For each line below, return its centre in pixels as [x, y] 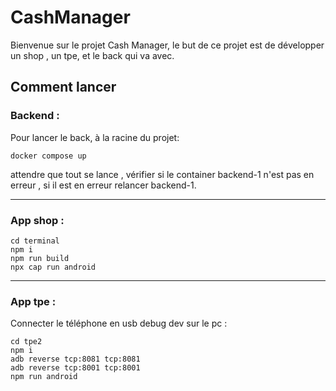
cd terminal [35, 241]
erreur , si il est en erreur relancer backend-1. [103, 185]
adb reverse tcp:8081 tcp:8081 [75, 359]
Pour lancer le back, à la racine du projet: [95, 137]
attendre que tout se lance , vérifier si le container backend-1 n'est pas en [162, 174]
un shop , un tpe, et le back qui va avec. [92, 55]
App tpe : [33, 301]
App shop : [37, 220]
